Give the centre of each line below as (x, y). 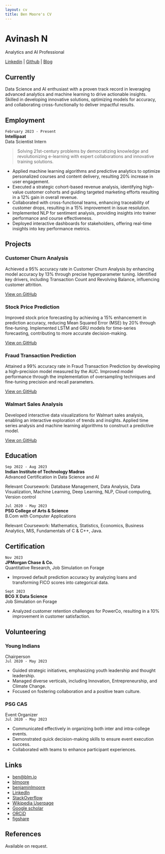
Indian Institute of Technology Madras (45, 472)
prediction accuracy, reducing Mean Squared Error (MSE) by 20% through (81, 323)
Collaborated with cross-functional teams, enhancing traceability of (81, 203)
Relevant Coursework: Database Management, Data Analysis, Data (73, 487)
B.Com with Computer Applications (41, 516)
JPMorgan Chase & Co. (29, 563)
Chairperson (18, 656)
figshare (21, 819)
